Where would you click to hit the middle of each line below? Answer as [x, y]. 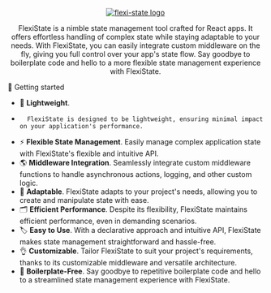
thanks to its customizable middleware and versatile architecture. [128, 263]
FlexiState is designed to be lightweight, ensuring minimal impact [145, 119]
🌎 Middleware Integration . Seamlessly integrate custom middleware [135, 163]
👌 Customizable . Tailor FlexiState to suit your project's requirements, [136, 251]
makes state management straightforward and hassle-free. [118, 242]
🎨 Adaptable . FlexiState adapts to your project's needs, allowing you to [138, 192]
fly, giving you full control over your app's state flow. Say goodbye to [135, 54]
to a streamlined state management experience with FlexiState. [125, 280]
